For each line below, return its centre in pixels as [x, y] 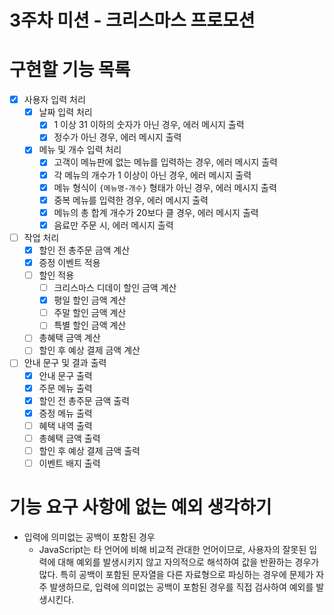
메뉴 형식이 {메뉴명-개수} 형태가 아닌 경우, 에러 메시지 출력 [165, 187]
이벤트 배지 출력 [69, 463]
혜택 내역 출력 [65, 425]
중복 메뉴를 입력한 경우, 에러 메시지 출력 [131, 200]
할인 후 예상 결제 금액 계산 [89, 350]
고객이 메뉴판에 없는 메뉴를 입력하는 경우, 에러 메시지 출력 [165, 162]
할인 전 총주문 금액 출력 [84, 400]
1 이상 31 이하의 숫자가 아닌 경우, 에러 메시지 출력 [149, 125]
